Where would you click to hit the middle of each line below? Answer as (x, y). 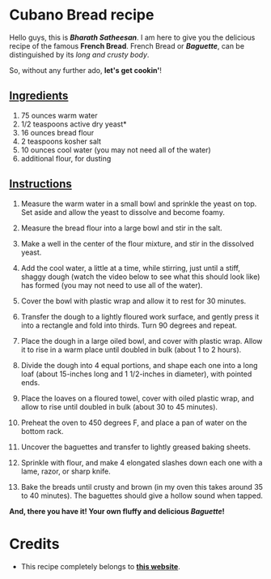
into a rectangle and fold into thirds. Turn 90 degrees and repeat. (129, 325)
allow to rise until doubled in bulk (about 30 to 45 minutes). (119, 406)
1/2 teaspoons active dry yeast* (74, 124)
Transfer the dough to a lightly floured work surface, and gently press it (140, 316)
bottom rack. (42, 431)
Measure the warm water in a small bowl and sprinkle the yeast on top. (139, 204)
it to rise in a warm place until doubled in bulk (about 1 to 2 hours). (131, 350)
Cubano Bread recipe (82, 15)
